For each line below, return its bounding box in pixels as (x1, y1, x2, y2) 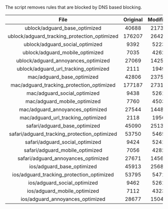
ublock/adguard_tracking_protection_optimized (7, 33, 118, 40)
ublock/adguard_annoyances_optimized (16, 57, 110, 64)
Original (123, 16, 143, 23)
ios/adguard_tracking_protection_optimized (12, 171, 114, 178)
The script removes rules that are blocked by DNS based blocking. (5, 5, 142, 10)
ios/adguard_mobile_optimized (26, 187, 99, 194)
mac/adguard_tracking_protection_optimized (10, 82, 116, 88)
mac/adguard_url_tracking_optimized (19, 114, 106, 121)
